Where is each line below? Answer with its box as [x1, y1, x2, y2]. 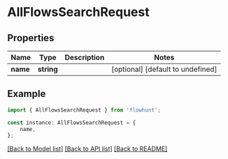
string [37, 64, 58, 74]
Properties [7, 32, 55, 44]
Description [64, 53, 105, 62]
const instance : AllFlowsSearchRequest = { [7, 119, 136, 126]
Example [7, 88, 46, 100]
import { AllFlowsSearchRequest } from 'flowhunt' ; [7, 106, 161, 114]
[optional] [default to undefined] [111, 64, 218, 74]
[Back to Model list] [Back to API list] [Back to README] [7, 144, 168, 153]
